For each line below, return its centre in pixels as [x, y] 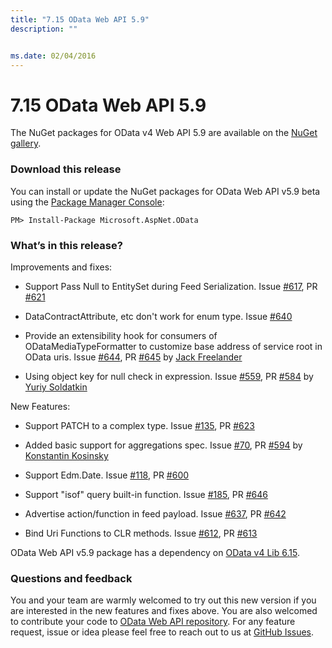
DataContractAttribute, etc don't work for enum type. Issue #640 [158, 316]
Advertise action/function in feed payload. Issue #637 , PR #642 [155, 513]
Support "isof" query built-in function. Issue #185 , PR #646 [146, 494]
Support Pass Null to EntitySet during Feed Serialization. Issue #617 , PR [171, 286]
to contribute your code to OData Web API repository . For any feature [153, 622]
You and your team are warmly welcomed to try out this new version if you [163, 600]
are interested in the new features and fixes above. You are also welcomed [164, 611]
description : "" [44, 29]
